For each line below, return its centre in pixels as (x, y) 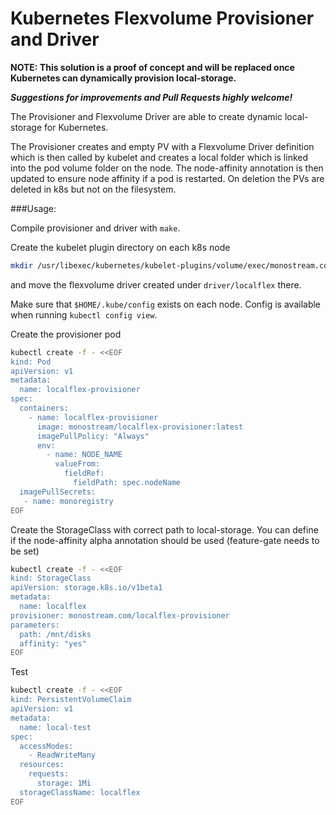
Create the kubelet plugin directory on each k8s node (120, 247)
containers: (44, 408)
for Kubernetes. (76, 127)
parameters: (35, 625)
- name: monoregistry (68, 501)
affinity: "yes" (53, 643)
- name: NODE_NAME (84, 455)
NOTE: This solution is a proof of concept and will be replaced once (152, 67)
